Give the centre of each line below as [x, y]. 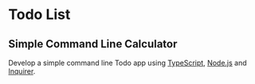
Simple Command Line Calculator [93, 44]
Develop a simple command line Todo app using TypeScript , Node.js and [127, 63]
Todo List [39, 15]
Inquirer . [22, 71]
